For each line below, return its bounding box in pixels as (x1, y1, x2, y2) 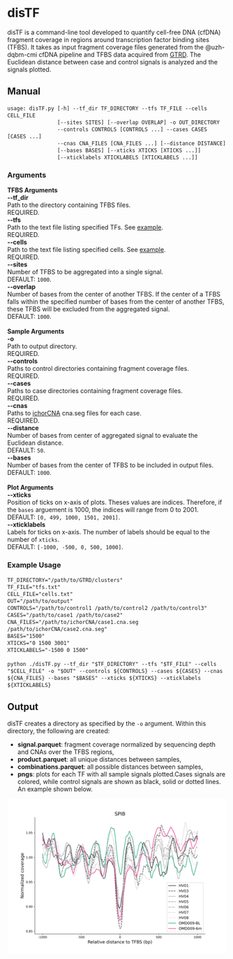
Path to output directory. (7, 342, 77, 350)
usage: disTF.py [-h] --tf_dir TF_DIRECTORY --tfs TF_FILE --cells (7, 105, 208, 112)
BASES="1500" (7, 633, 45, 640)
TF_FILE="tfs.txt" (7, 584, 61, 591)
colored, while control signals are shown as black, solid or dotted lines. (17, 778, 221, 786)
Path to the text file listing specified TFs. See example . (7, 223, 164, 232)
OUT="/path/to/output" (7, 598, 73, 605)
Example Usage (7, 560, 61, 569)
